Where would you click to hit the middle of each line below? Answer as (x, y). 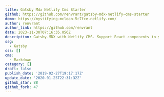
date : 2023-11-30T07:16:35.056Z (38, 32)
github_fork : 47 (21, 87)
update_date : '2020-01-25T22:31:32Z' (43, 78)
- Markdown (20, 60)
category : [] (18, 64)
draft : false (18, 69)
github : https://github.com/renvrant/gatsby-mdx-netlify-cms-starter (77, 14)
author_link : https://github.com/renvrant (49, 28)
